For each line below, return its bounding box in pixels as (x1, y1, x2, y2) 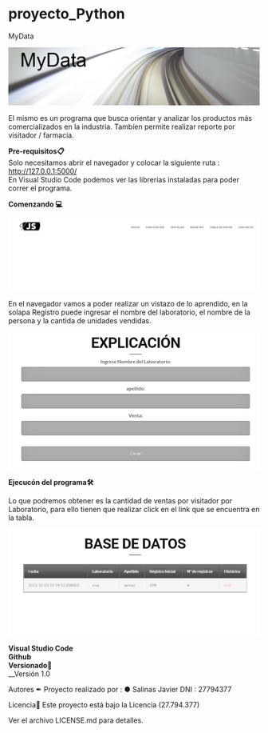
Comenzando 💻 (8, 199, 63, 209)
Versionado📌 (8, 661, 53, 671)
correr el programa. (8, 183, 73, 193)
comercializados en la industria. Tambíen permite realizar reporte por (8, 122, 235, 132)
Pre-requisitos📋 (8, 146, 65, 156)
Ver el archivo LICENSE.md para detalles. (8, 715, 144, 725)
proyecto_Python (8, 5, 125, 23)
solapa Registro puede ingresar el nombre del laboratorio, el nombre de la (8, 307, 251, 317)
